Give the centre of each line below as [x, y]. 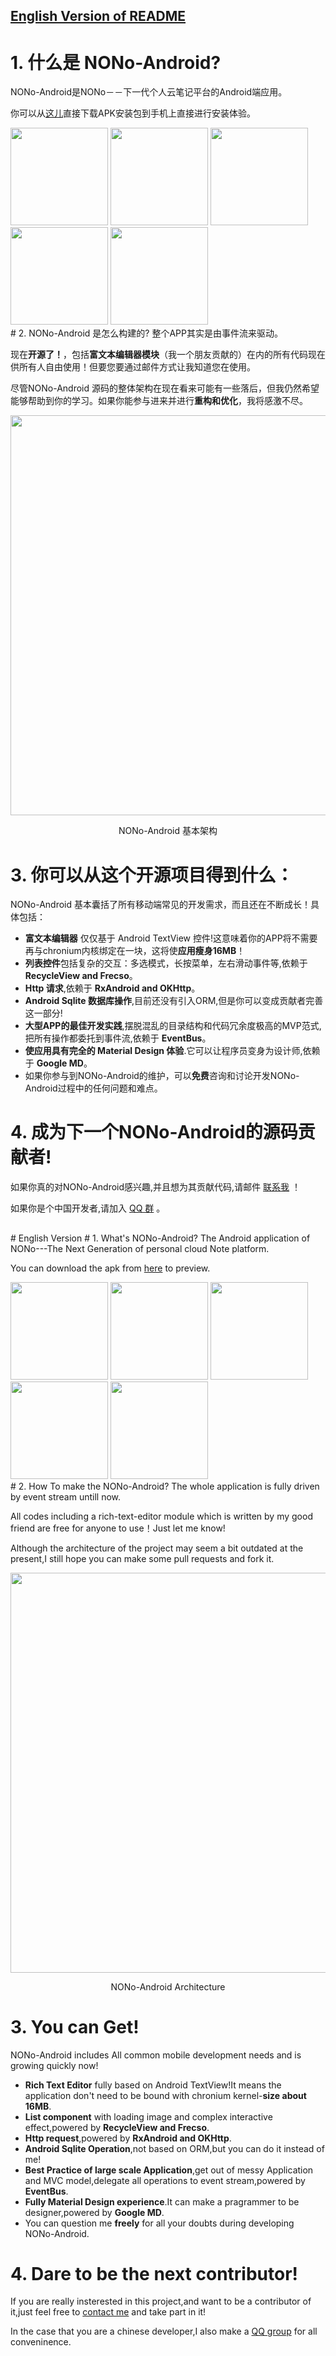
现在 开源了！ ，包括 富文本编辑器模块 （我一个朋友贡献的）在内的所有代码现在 [168, 355]
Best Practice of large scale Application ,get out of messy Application [169, 2170]
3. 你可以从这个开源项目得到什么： [152, 875]
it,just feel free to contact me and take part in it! [108, 2312]
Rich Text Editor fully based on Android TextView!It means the [153, 2085]
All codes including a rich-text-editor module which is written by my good [161, 1516]
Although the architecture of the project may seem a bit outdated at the [157, 1548]
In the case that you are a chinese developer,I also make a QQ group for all [164, 2331]
